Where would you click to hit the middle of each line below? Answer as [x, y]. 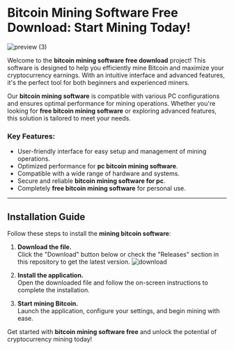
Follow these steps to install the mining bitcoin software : [89, 234]
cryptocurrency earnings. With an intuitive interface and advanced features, [116, 75]
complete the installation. [53, 290]
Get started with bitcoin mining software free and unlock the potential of [112, 332]
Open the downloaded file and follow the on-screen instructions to [113, 283]
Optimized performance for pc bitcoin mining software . [97, 166]
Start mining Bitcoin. [48, 303]
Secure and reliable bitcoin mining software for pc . [91, 181]
